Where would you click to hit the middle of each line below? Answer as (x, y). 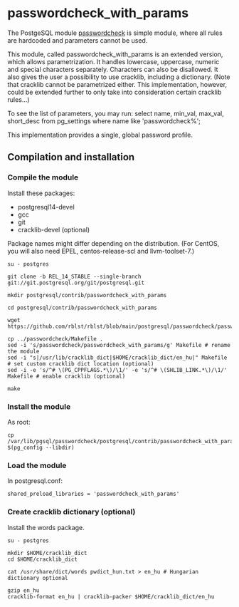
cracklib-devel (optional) (54, 229)
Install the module (39, 406)
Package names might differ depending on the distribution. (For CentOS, (113, 243)
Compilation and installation (71, 157)
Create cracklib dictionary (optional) (71, 512)
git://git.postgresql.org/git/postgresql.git (76, 283)
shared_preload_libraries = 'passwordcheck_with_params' (94, 494)
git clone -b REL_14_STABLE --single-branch (74, 276)
